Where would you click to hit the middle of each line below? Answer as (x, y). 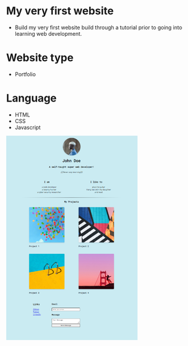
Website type (40, 58)
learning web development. (48, 33)
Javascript (28, 127)
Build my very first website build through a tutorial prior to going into (98, 27)
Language (32, 98)
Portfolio (25, 74)
